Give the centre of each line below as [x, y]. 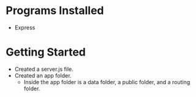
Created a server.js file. [44, 69]
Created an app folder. [43, 75]
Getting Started [46, 52]
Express [25, 27]
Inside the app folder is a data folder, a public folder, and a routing [107, 82]
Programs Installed [55, 11]
